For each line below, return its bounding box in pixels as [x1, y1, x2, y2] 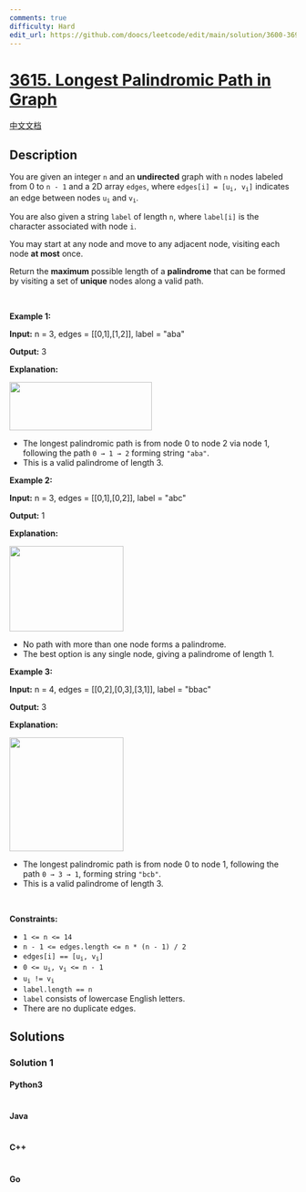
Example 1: [9, 311, 52, 322]
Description [9, 147, 77, 162]
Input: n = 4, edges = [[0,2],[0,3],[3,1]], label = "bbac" [9, 683, 211, 694]
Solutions [9, 1029, 66, 1044]
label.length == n [22, 985, 93, 994]
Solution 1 [9, 1056, 54, 1069]
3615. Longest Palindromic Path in [9, 69, 271, 90]
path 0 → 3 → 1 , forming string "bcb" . [22, 868, 162, 879]
